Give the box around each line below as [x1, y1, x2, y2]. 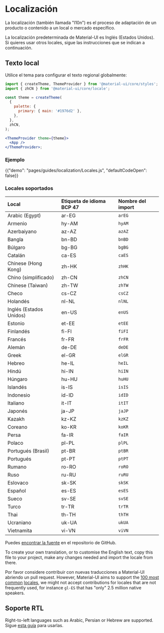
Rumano [7, 463, 27, 470]
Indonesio [7, 391, 30, 398]
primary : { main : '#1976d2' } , [18, 109, 82, 114]
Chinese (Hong [7, 260, 42, 267]
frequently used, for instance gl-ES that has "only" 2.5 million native [5, 584, 142, 590]
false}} [5, 173, 19, 178]
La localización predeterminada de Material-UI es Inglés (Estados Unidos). [5, 34, 155, 40]
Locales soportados [5, 185, 54, 192]
